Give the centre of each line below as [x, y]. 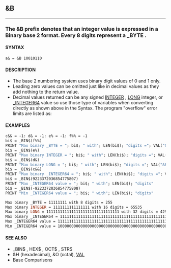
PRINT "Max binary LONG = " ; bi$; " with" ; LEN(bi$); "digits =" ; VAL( [83, 165]
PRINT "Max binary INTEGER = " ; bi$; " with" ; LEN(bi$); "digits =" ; [81, 155]
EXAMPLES [18, 125]
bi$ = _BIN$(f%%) [24, 141]
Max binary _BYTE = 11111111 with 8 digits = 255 [59, 202]
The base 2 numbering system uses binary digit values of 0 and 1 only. [87, 81]
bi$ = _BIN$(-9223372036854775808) [43, 188]
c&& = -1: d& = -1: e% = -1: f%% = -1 [46, 136]
